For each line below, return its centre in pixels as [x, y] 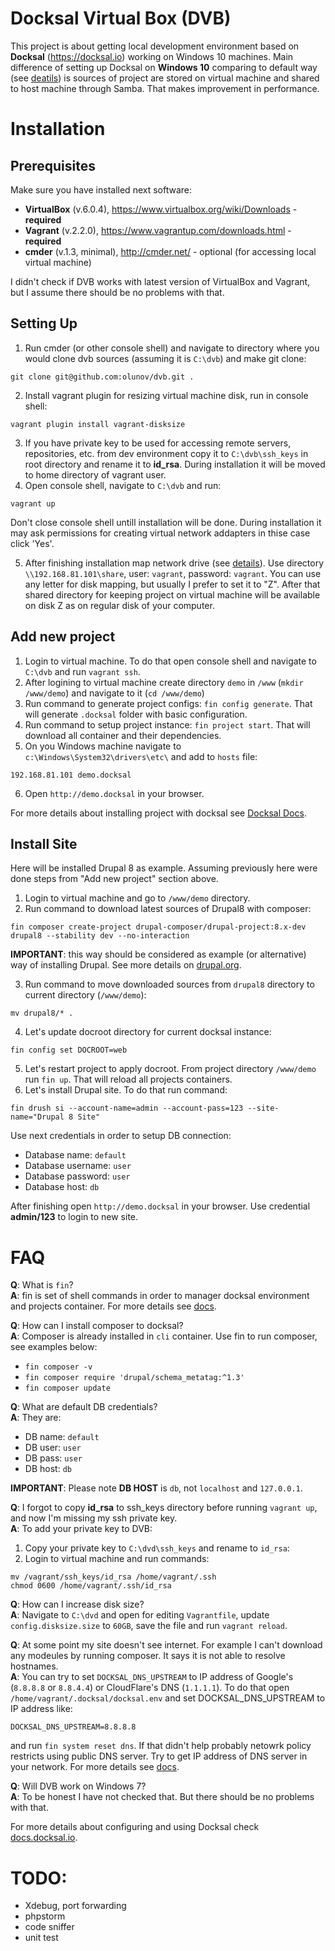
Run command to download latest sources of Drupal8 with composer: [168, 909]
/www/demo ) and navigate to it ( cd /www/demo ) [114, 693]
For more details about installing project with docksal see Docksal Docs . [158, 813]
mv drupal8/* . [42, 1013]
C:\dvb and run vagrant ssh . [82, 671]
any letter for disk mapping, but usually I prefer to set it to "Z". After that [172, 584]
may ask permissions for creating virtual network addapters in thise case [160, 533]
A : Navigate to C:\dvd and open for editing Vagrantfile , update [140, 1615]
